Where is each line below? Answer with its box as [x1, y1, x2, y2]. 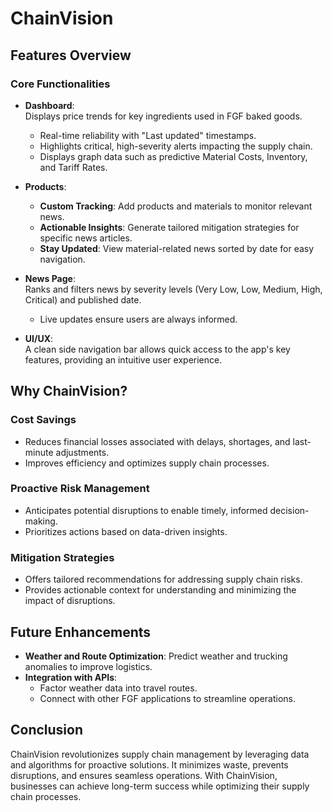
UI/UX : [24, 332, 54, 344]
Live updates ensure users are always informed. [39, 313, 238, 325]
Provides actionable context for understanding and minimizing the [24, 584, 297, 596]
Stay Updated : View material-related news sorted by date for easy [39, 242, 315, 254]
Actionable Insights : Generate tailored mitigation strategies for [39, 221, 300, 233]
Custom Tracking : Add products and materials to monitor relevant [39, 200, 313, 212]
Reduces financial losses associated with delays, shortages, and [24, 435, 291, 447]
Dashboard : [24, 99, 75, 111]
